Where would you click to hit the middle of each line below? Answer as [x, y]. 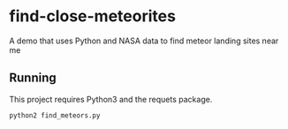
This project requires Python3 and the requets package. [111, 99]
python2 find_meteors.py [55, 115]
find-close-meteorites [93, 16]
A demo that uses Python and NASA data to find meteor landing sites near [144, 41]
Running [33, 78]
